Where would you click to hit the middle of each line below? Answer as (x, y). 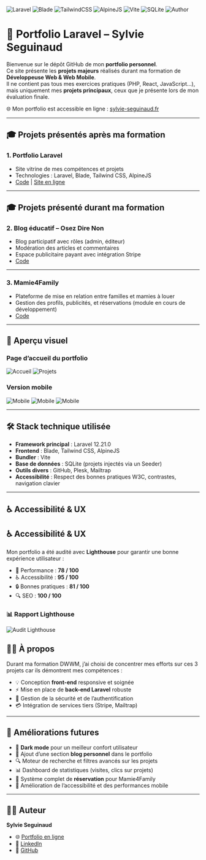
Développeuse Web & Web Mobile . (51, 77)
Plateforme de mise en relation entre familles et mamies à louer (95, 296)
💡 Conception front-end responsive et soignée (74, 682)
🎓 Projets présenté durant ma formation (86, 208)
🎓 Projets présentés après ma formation (86, 135)
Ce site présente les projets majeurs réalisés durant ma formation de (93, 71)
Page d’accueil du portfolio (47, 358)
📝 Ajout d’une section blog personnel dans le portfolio (84, 754)
